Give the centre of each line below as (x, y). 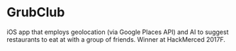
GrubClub (36, 12)
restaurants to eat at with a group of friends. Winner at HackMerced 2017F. (116, 39)
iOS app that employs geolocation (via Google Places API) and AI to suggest (118, 32)
